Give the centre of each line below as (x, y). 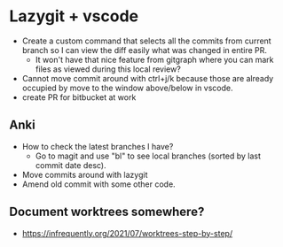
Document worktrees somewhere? (107, 212)
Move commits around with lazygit (85, 174)
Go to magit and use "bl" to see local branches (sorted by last (148, 156)
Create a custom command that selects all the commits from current (147, 41)
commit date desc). (71, 165)
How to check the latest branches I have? (98, 146)
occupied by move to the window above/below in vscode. (127, 88)
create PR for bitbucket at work (79, 97)
